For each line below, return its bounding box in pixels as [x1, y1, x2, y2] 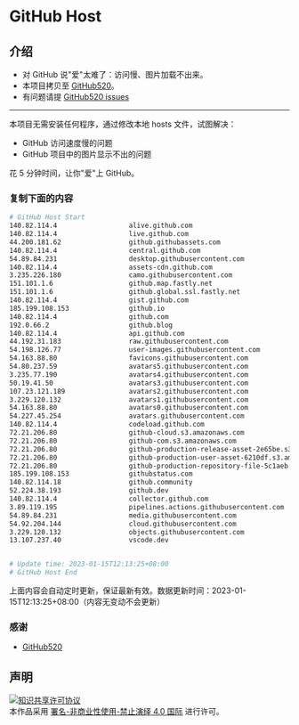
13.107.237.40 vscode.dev [9, 536, 169, 545]
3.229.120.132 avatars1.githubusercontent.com [9, 395, 249, 404]
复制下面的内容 [9, 191, 74, 204]
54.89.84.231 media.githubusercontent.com [9, 510, 238, 520]
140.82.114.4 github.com [9, 312, 169, 322]
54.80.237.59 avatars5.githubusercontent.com [9, 362, 249, 371]
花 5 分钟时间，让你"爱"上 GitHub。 [9, 167, 140, 178]
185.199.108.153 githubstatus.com [9, 469, 193, 478]
